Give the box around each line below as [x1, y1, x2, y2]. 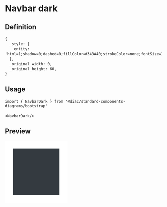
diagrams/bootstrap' [5, 103, 48, 108]
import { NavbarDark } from [5, 99, 64, 103]
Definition [5, 23, 36, 31]
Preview [5, 127, 31, 136]
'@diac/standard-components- [65, 99, 126, 103]
